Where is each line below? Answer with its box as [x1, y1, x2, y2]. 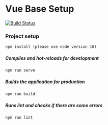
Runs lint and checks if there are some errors [5, 102, 103, 108]
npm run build [5, 91, 36, 97]
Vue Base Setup [5, 3, 74, 15]
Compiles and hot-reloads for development [5, 55, 99, 61]
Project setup [5, 33, 39, 40]
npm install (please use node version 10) [5, 44, 97, 49]
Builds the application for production [5, 79, 85, 85]
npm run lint [5, 115, 33, 120]
